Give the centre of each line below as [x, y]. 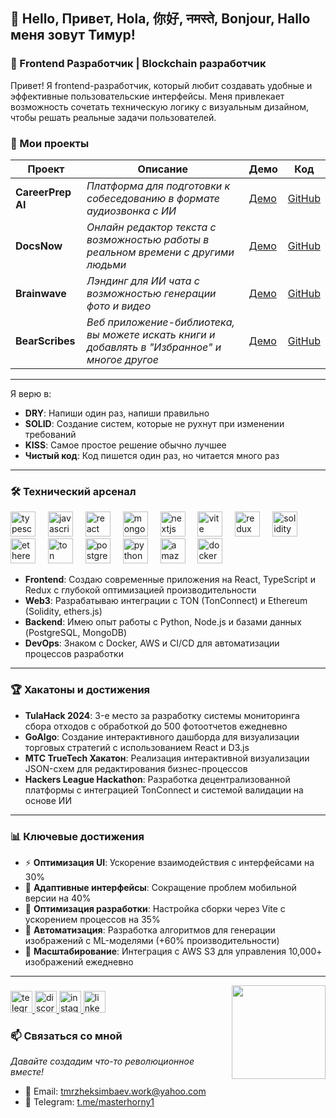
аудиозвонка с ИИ [131, 211]
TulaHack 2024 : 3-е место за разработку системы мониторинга [162, 715]
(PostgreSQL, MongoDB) [76, 633]
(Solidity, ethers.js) [63, 611]
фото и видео [119, 306]
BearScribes [45, 341]
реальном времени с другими [160, 252]
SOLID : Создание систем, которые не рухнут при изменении [154, 423]
